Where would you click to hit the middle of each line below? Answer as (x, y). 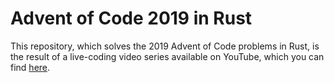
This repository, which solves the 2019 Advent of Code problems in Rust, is (165, 46)
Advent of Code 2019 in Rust (131, 18)
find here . (30, 67)
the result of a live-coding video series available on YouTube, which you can (167, 56)
